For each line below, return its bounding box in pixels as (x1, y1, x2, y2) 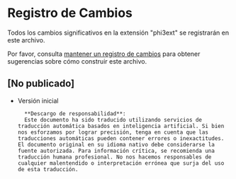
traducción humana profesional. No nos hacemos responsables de (17, 154, 212, 161)
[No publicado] (7, 78, 75, 90)
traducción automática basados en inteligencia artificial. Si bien (17, 122, 225, 129)
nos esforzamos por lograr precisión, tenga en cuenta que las (17, 129, 209, 136)
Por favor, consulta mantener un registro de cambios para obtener (7, 50, 201, 58)
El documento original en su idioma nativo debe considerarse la (17, 141, 215, 148)
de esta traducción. (17, 166, 79, 173)
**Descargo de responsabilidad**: (24, 110, 126, 117)
